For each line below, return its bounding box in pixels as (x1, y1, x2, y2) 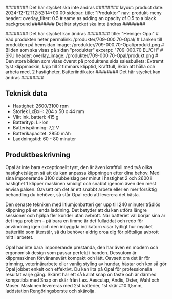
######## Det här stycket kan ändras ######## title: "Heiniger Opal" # (5, 31, 159, 36)
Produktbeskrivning (5, 151, 71, 159)
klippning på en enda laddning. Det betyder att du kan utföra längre (5, 207, 147, 213)
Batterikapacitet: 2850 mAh (12, 130, 71, 136)
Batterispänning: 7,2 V (12, 124, 59, 130)
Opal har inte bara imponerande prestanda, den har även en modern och (5, 244, 159, 250)
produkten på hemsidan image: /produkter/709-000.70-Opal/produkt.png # (5, 42, 164, 48)
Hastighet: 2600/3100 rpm (12, 103, 69, 109)
